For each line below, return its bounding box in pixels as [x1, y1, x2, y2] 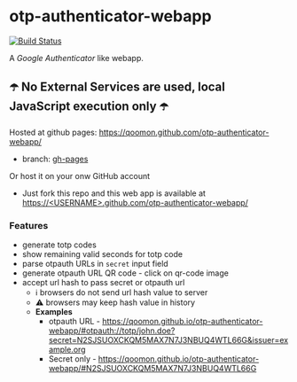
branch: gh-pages [21, 153, 89, 164]
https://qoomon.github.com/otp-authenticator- [98, 127, 270, 137]
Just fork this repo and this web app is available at [21, 188, 207, 199]
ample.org [48, 344, 86, 355]
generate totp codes [21, 239, 98, 250]
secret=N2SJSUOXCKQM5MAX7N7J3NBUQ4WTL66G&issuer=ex [48, 335, 289, 346]
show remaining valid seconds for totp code [21, 249, 184, 260]
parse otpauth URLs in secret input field [21, 259, 168, 269]
